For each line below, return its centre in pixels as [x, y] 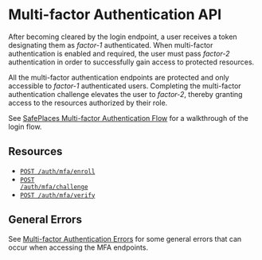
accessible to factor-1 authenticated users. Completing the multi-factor [125, 86]
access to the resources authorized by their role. [88, 103]
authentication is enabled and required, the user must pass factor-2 [119, 53]
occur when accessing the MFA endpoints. [78, 247]
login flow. [25, 126]
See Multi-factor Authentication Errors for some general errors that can [125, 239]
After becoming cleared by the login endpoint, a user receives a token [123, 37]
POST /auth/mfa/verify [57, 195]
